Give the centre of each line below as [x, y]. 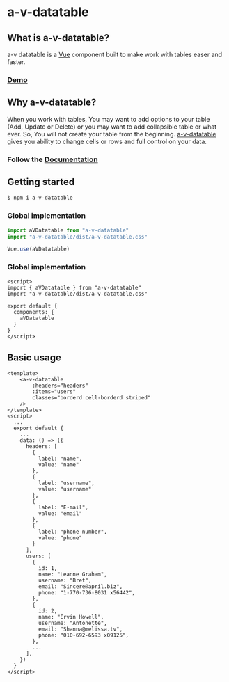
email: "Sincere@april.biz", [80, 587]
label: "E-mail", [63, 508]
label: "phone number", [73, 532]
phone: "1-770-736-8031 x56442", [87, 593]
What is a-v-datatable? [58, 38]
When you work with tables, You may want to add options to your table [109, 119]
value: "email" [60, 514]
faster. [16, 62]
